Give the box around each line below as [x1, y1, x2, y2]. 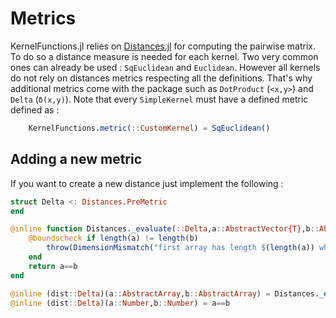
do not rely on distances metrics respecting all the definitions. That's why [10, 72, 313, 84]
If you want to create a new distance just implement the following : [10, 177, 284, 189]
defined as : [10, 103, 60, 116]
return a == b [28, 261, 78, 271]
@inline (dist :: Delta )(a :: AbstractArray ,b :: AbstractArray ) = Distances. [10, 288, 320, 299]
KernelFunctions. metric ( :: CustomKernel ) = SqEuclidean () [28, 123, 271, 133]
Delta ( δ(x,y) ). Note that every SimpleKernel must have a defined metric [10, 93, 309, 105]
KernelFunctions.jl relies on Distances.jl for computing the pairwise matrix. [10, 40, 316, 52]
